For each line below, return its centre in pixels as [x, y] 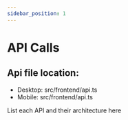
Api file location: [43, 73]
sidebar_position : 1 [37, 13]
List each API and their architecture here [64, 110]
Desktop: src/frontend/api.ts [57, 90]
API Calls [33, 47]
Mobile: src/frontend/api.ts [55, 97]
